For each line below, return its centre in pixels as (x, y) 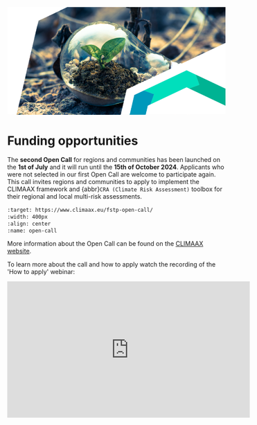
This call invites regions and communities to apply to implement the (103, 182)
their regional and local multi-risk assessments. (74, 197)
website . (19, 251)
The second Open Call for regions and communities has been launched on (114, 160)
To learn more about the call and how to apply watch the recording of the (112, 264)
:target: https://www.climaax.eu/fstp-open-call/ (80, 210)
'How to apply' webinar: (41, 272)
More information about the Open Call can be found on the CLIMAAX (105, 244)
